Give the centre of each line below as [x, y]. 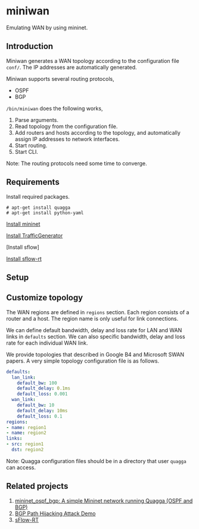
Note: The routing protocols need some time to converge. [77, 163]
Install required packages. [38, 196]
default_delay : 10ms [42, 411]
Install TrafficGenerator [35, 235]
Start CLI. [27, 151]
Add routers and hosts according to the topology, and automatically [97, 132]
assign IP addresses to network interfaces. [67, 139]
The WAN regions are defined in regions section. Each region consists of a [98, 312]
